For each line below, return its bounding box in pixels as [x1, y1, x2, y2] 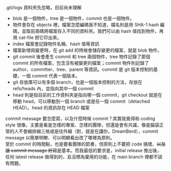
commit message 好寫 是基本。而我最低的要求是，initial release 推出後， [11, 148, 162, 153]
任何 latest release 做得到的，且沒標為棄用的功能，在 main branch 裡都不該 [5, 154, 163, 160]
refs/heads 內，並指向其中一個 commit [12, 86, 94, 91]
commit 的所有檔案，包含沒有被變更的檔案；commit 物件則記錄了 [12, 60, 149, 66]
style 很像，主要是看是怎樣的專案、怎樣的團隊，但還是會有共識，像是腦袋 [5, 122, 159, 128]
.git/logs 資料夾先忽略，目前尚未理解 [5, 5, 82, 10]
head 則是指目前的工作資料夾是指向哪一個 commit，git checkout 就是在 [12, 92, 163, 98]
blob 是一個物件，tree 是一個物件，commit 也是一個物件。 [12, 15, 135, 21]
